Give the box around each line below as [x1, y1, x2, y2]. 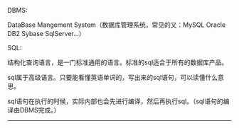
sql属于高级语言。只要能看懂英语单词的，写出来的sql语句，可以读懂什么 [7, 74, 218, 81]
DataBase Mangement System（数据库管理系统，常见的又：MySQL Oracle [7, 21, 226, 29]
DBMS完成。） [19, 106, 60, 114]
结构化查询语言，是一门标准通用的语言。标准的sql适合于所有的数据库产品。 [7, 58, 228, 66]
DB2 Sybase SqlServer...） [7, 30, 85, 37]
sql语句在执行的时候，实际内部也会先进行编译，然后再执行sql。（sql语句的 [7, 97, 224, 105]
